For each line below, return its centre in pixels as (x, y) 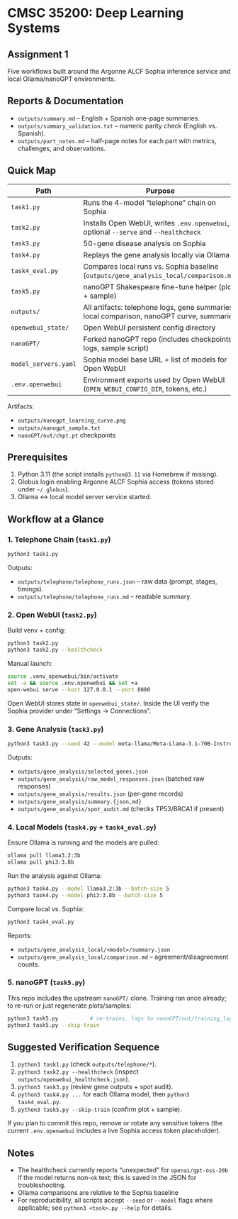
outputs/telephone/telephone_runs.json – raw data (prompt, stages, (117, 581)
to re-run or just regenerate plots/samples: (69, 1006)
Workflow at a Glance (56, 519)
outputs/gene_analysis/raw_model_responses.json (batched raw (111, 779)
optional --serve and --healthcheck (142, 232)
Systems (34, 28)
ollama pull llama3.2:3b (44, 856)
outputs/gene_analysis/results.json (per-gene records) (100, 794)
